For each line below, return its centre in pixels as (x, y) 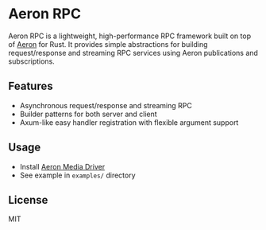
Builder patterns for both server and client (88, 114)
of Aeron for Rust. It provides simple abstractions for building (108, 44)
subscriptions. (32, 61)
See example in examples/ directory (78, 175)
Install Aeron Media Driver (62, 166)
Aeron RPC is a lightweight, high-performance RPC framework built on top (130, 36)
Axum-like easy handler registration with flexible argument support (129, 122)
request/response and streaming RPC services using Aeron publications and (133, 53)
